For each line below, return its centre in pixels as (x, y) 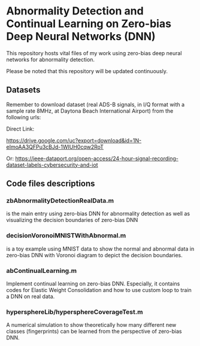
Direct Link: (20, 129)
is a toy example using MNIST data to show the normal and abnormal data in (100, 249)
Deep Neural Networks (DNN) (81, 37)
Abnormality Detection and (75, 11)
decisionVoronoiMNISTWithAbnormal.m (66, 236)
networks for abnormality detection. (50, 59)
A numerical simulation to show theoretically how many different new (91, 325)
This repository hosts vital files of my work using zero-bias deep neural (94, 53)
